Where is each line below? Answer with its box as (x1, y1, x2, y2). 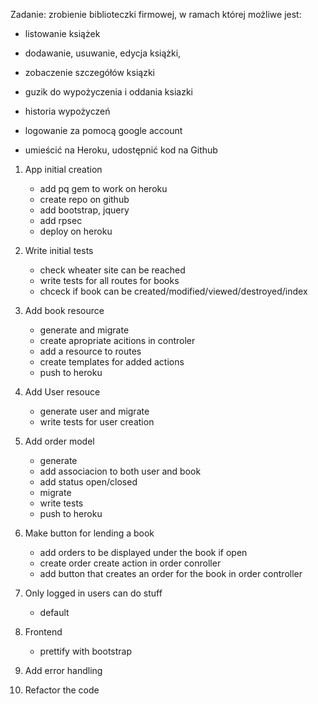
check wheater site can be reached (39, 264, 186, 276)
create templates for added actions (39, 356, 185, 368)
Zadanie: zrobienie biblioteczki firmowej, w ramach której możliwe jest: (10, 9, 302, 20)
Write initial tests (24, 245, 94, 256)
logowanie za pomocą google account (24, 125, 183, 136)
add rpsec (39, 215, 83, 226)
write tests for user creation (39, 416, 155, 428)
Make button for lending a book (24, 527, 155, 539)
